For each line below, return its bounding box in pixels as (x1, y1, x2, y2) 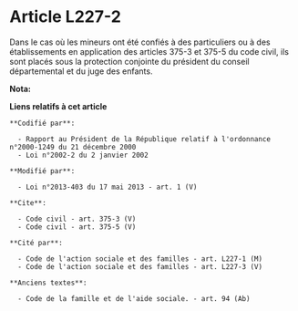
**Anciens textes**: (9, 278, 88, 287)
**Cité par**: (9, 238, 64, 247)
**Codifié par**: (9, 119, 76, 128)
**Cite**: (9, 198, 47, 207)
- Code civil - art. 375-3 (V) (17, 214, 137, 223)
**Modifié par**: (9, 166, 76, 175)
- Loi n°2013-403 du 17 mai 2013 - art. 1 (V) (17, 182, 198, 192)
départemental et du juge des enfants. (9, 66, 153, 77)
